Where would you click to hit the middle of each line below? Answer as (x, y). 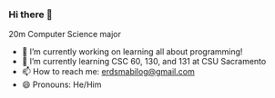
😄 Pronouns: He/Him (61, 84)
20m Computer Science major (65, 34)
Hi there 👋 (31, 15)
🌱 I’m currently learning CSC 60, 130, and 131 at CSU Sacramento (144, 62)
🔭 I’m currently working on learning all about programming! (132, 52)
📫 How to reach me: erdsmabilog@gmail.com (108, 72)
